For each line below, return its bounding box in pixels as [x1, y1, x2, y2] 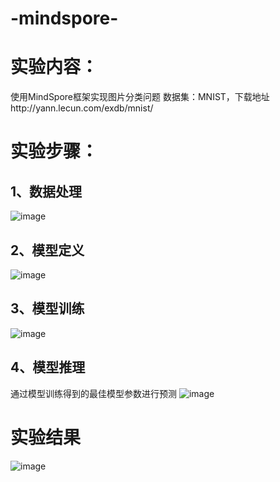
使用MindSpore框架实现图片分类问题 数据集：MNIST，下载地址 [10, 91, 270, 103]
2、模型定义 [10, 242, 85, 259]
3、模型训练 [10, 300, 85, 317]
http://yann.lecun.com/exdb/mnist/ [10, 102, 154, 114]
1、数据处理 [10, 183, 83, 200]
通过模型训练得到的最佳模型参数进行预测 [10, 387, 177, 399]
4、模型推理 [10, 359, 86, 376]
